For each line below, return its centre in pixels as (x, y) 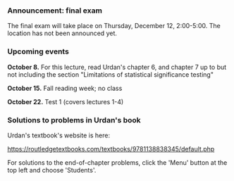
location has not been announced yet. (62, 33)
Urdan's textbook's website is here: (59, 135)
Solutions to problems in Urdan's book (74, 120)
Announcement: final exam (55, 11)
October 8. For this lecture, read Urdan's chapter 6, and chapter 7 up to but (117, 67)
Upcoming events (38, 51)
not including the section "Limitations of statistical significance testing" (110, 74)
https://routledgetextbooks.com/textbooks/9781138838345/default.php (111, 149)
